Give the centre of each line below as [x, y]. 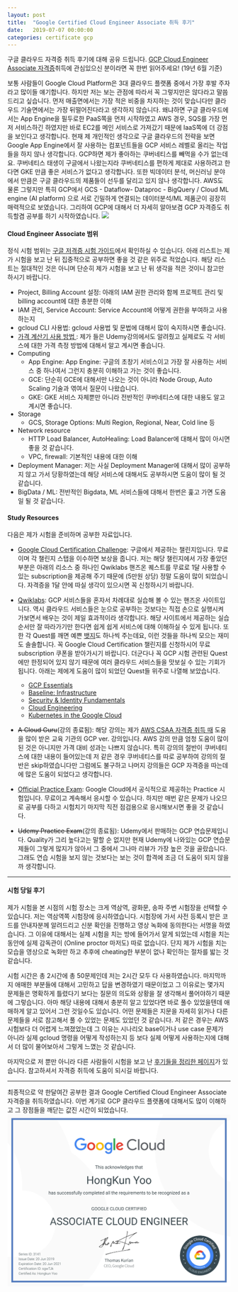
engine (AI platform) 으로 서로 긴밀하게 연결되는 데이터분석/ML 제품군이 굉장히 [117, 198]
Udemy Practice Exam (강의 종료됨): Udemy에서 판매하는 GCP [105, 831]
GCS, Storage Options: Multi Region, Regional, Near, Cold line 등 [121, 422]
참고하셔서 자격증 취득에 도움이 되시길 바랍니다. [93, 1070]
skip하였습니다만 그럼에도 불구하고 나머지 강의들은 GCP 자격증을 [120, 765]
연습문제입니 [211, 831]
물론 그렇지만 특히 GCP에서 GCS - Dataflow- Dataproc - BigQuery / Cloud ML [118, 190]
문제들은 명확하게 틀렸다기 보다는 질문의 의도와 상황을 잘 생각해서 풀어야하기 [112, 993]
